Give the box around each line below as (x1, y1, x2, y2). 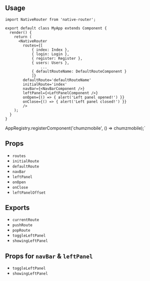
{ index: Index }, (31, 47, 70, 52)
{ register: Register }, (31, 56, 83, 61)
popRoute (12, 228, 31, 233)
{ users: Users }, (31, 60, 70, 65)
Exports (5, 203, 30, 212)
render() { (9, 30, 32, 35)
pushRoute (12, 223, 33, 228)
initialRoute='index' (23, 81, 68, 87)
